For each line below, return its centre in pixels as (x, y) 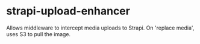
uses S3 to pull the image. (39, 34)
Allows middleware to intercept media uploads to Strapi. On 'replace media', (100, 28)
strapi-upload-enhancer (68, 11)
